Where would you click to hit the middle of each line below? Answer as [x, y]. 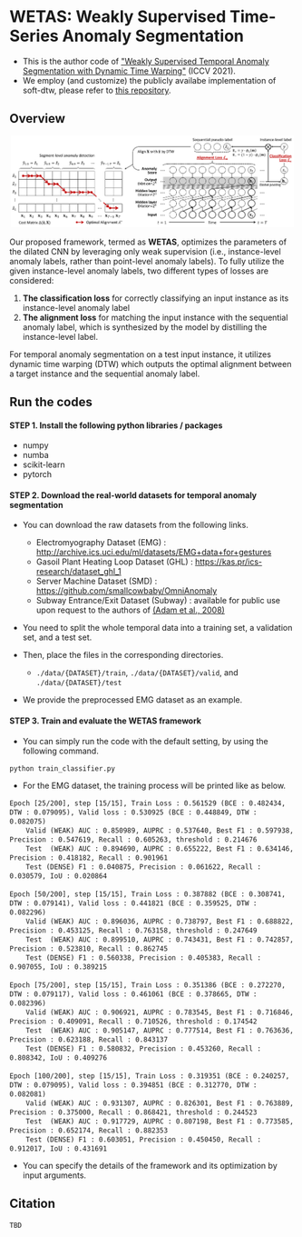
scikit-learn [44, 464]
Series [34, 36]
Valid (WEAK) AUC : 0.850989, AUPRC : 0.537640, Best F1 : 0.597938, [160, 830]
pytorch [37, 474]
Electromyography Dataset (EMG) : [101, 543]
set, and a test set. [57, 637]
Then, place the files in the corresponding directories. [123, 655]
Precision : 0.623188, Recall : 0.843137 [89, 1039]
